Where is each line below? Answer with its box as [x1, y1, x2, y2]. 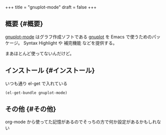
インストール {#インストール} [5, 66, 95, 75]
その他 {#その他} [5, 105, 56, 113]
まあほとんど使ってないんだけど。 [5, 50, 74, 56]
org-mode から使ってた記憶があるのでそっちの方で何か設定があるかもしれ [5, 119, 157, 125]
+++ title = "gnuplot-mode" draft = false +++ [5, 4, 97, 10]
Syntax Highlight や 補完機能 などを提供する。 [23, 40, 117, 46]
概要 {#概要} [5, 20, 44, 28]
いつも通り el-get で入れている [5, 80, 68, 86]
